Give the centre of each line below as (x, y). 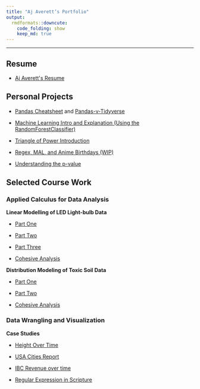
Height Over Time (36, 345)
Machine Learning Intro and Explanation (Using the (77, 122)
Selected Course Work (49, 183)
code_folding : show (41, 28)
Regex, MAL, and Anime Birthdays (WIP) (64, 152)
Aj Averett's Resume (40, 78)
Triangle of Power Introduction (52, 140)
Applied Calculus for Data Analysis (57, 199)
